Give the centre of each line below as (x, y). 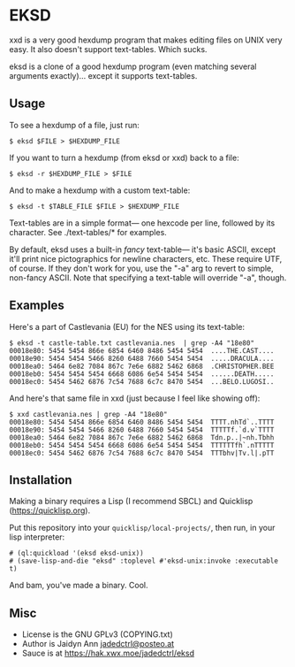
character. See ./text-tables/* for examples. (88, 232)
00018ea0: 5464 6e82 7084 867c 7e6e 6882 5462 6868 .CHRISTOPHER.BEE (142, 366)
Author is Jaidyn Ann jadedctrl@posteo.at (98, 644)
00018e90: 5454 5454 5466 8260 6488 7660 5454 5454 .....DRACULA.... (142, 358)
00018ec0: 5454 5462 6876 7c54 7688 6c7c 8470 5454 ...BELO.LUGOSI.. (142, 381)
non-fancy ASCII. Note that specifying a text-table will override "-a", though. (148, 277)
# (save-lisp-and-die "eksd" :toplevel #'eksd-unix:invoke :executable (144, 561)
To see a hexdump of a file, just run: (74, 125)
